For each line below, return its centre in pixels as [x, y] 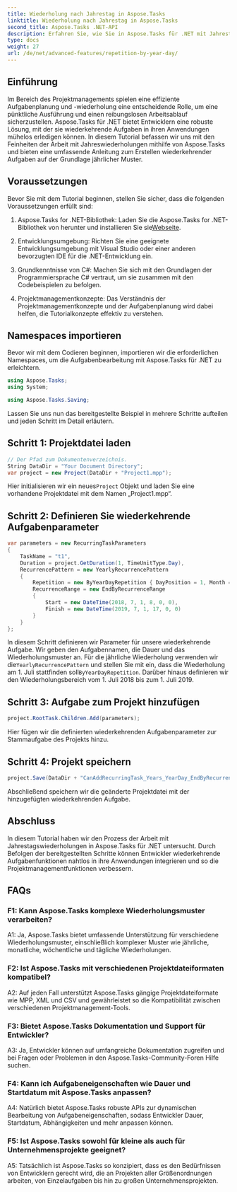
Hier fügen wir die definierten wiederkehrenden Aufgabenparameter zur [112, 732]
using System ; [28, 387]
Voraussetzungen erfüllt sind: [50, 206]
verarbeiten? [30, 919]
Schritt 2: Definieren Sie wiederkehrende [99, 516]
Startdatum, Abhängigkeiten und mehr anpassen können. [90, 1123]
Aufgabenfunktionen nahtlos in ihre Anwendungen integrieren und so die [113, 861]
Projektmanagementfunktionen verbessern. [71, 868]
